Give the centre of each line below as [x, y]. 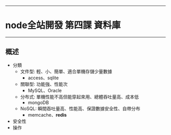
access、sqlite [43, 78]
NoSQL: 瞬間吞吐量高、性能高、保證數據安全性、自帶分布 [80, 108]
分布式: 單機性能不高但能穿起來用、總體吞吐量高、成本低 [79, 96]
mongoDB [38, 103]
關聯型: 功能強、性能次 [44, 84]
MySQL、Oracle [45, 90]
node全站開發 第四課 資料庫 [63, 25]
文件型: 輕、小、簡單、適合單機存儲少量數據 [66, 71]
